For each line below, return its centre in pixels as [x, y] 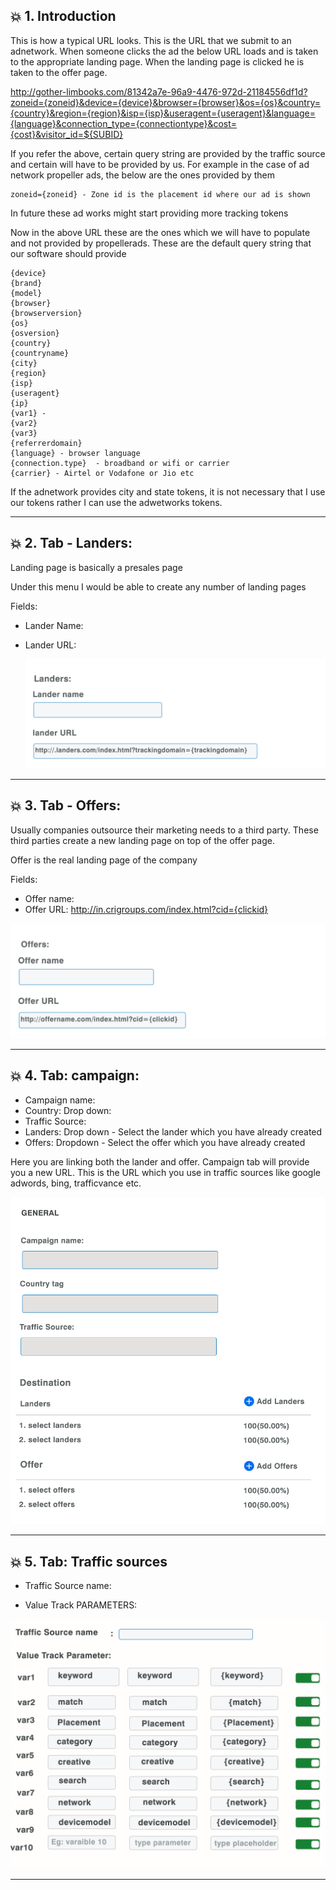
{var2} [24, 423]
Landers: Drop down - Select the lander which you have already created [173, 1131]
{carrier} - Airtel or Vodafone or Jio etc [102, 473]
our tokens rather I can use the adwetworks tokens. [116, 502]
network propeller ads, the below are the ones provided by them [142, 175]
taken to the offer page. [59, 72]
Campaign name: [60, 1100]
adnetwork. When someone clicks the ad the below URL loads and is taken [164, 51]
